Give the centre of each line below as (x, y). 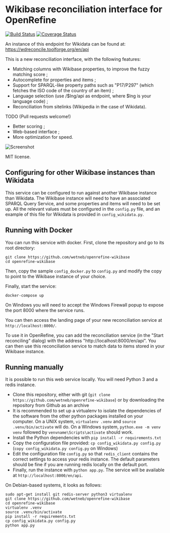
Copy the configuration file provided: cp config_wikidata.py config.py (87, 443)
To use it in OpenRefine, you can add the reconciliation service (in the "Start (84, 335)
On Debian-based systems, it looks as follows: (54, 485)
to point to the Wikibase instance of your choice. (56, 276)
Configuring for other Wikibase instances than (80, 173)
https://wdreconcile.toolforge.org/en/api (47, 49)
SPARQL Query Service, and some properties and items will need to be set (83, 203)
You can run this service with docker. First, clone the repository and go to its (85, 242)
